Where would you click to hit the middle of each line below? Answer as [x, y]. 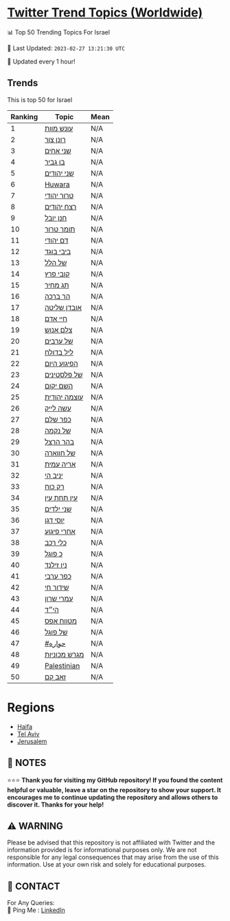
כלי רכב [56, 542]
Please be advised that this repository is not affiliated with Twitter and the [111, 842]
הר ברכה [57, 296]
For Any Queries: [31, 903]
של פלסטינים [64, 375]
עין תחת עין [61, 497]
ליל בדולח [59, 352]
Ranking [24, 116]
